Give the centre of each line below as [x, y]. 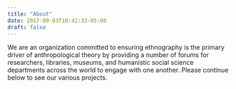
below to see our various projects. [57, 78]
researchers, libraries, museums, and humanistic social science [101, 63]
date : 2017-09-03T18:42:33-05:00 [57, 21]
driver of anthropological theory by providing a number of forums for [108, 55]
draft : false [27, 27]
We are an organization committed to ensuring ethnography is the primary [116, 48]
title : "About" [30, 14]
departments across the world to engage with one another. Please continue [118, 70]
